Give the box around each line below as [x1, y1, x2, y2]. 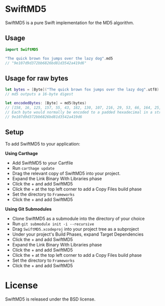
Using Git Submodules [5, 206, 52, 212]
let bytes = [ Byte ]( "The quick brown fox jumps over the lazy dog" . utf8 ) [5, 87, 160, 92]
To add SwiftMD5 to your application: [5, 141, 81, 147]
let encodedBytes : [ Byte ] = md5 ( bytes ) [5, 100, 87, 105]
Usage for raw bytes [5, 74, 69, 82]
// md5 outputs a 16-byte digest [5, 92, 74, 97]
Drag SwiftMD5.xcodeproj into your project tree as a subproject [12, 226, 139, 232]
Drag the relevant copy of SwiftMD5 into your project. [12, 171, 121, 177]
